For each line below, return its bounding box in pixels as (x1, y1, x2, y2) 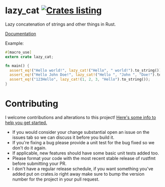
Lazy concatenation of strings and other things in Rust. (5, 21, 116, 27)
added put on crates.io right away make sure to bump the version (12, 171, 145, 177)
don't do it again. (12, 145, 47, 151)
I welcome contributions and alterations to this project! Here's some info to (5, 115, 156, 120)
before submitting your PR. (12, 160, 67, 166)
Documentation (5, 31, 36, 36)
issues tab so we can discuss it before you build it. (12, 134, 114, 140)
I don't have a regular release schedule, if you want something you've (12, 166, 154, 172)
